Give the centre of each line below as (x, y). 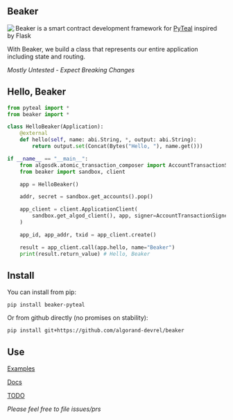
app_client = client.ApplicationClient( (79, 209)
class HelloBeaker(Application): (55, 127)
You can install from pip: (42, 292)
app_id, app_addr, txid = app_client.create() (88, 235)
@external (34, 134)
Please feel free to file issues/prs (54, 409)
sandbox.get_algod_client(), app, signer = (94, 216)
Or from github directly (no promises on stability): (78, 318)
